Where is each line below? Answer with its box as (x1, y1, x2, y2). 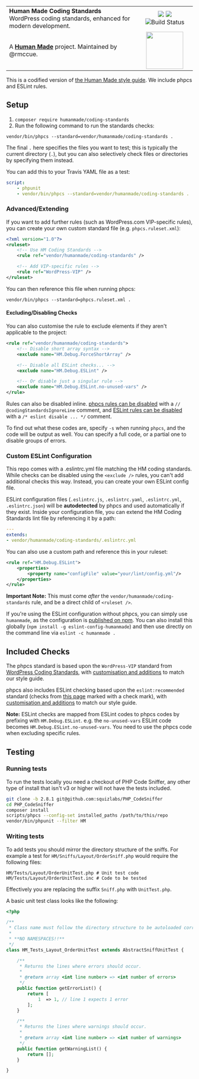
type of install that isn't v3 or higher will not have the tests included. (6, 785, 172, 792)
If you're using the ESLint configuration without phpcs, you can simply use (6, 610, 188, 617)
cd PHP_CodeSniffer (6, 801, 54, 808)
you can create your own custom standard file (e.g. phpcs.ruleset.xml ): (6, 224, 181, 231)
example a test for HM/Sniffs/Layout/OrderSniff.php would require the (6, 852, 178, 859)
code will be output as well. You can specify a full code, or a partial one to (6, 431, 187, 438)
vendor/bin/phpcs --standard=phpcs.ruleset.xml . (6, 297, 131, 303)
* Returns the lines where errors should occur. (19, 963, 142, 969)
